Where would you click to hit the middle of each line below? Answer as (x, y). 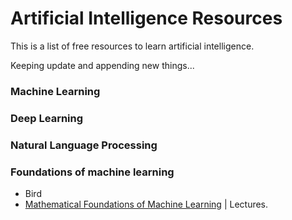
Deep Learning (47, 118)
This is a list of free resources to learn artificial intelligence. (132, 46)
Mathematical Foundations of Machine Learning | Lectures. (146, 204)
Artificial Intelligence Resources (146, 18)
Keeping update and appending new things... (102, 65)
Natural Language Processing (84, 145)
